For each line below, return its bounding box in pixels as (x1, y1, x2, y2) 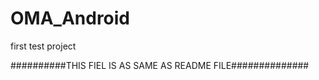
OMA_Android (10, 7, 131, 30)
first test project (10, 40, 77, 52)
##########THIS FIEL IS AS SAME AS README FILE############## (10, 59, 310, 71)
